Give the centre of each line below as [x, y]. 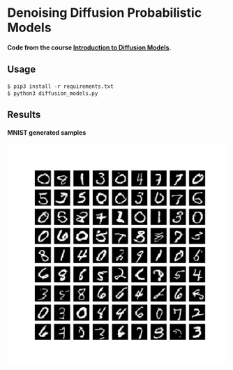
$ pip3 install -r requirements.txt [60, 86]
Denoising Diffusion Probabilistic [105, 13]
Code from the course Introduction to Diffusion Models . [89, 47]
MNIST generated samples [47, 132]
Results [24, 114]
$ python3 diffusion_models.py [53, 93]
